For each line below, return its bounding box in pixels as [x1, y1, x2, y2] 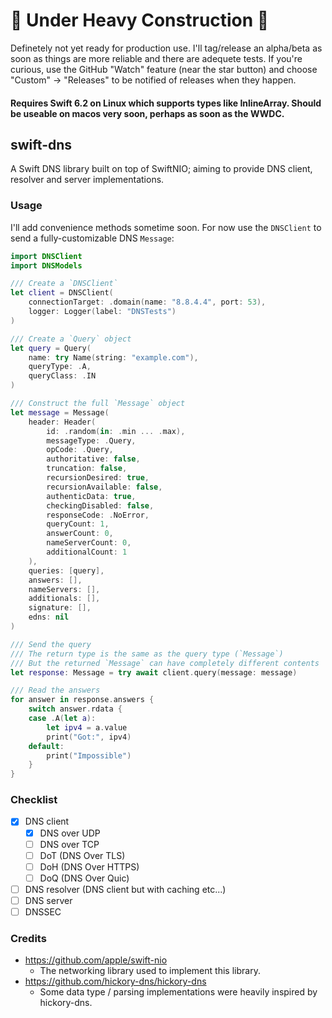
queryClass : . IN [28, 371, 97, 381]
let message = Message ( [10, 407, 110, 418]
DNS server [24, 894, 73, 906]
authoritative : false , [46, 454, 141, 464]
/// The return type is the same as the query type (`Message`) [10, 649, 284, 659]
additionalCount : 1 [46, 547, 128, 558]
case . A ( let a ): [28, 714, 97, 724]
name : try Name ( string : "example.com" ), [28, 352, 199, 363]
